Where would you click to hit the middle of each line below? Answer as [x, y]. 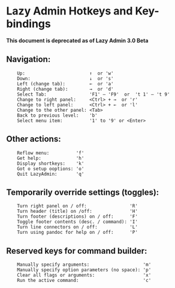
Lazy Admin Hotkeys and [70, 11]
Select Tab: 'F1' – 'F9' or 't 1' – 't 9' [93, 94]
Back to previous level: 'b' [57, 115]
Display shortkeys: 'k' [51, 164]
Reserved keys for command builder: [77, 251]
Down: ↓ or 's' [65, 78]
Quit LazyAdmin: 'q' [51, 174]
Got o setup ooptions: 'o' [51, 169]
